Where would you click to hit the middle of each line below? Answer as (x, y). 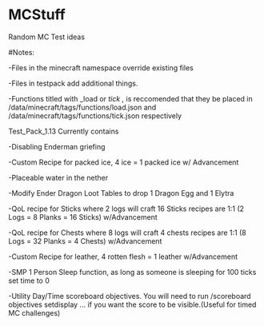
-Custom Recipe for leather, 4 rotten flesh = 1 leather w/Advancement (123, 256)
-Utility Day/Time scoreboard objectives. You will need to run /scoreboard (130, 296)
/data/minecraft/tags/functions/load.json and (82, 107)
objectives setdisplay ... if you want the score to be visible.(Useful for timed (132, 304)
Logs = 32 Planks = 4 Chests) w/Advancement (85, 241)
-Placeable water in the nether (58, 177)
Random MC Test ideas (47, 37)
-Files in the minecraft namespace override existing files (101, 68)
